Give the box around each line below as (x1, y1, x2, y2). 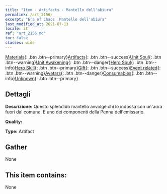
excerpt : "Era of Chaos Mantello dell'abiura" (5, 17, 107, 22)
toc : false (5, 36, 28, 41)
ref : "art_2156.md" (5, 31, 46, 36)
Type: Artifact (5, 128, 34, 134)
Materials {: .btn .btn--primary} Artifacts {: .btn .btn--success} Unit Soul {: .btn (5, 54, 162, 60)
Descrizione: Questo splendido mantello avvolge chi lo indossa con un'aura (5, 103, 162, 109)
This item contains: (5, 171, 67, 179)
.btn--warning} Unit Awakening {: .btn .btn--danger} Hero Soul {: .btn (5, 59, 144, 66)
